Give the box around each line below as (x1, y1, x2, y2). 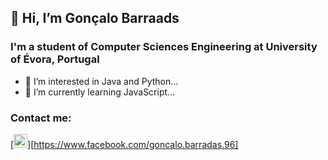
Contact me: (10, 111, 72, 125)
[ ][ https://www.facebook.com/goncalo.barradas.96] (10, 138, 239, 150)
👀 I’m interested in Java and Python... (24, 75, 179, 87)
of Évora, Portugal (10, 52, 100, 66)
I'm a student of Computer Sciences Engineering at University (10, 40, 318, 54)
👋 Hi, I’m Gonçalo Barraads (10, 10, 180, 27)
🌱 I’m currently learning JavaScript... (24, 86, 176, 98)
